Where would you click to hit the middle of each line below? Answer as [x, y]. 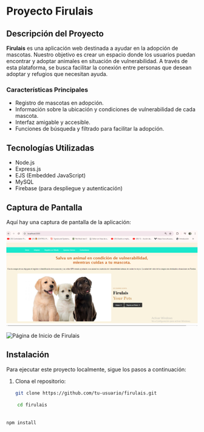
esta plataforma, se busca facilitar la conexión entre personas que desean [99, 67]
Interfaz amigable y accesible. [53, 122]
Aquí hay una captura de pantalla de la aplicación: [69, 222]
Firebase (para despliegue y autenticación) [69, 188]
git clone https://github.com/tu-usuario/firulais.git [86, 393]
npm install [21, 423]
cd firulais [32, 405]
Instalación [28, 355]
